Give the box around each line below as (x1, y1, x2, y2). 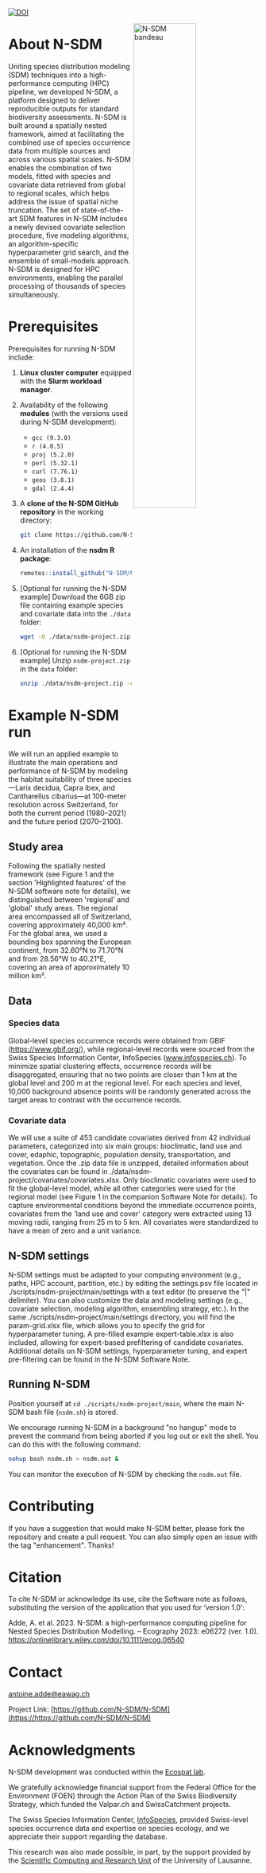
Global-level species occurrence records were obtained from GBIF (8, 1036, 226, 1045)
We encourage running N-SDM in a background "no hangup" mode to (8, 1422, 237, 1432)
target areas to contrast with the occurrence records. (8, 1094, 183, 1105)
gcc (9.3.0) (31, 433, 71, 441)
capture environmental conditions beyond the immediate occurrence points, (8, 1201, 256, 1210)
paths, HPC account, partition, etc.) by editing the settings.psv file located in (8, 1278, 258, 1288)
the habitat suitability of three (8, 775, 105, 784)
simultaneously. (8, 289, 60, 299)
